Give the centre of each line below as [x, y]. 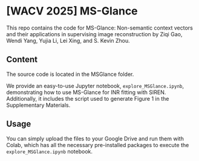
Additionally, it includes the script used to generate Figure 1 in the [88, 98]
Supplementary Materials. [38, 105]
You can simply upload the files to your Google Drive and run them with [95, 138]
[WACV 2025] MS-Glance [72, 11]
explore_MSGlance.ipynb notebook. [49, 151]
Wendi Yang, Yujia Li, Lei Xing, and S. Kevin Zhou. [68, 40]
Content [22, 59]
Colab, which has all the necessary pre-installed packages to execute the [98, 145]
